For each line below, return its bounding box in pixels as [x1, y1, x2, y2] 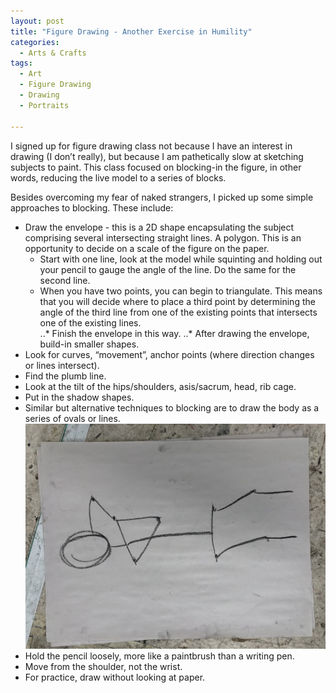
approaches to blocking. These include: [10, 201, 174, 214]
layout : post [10, 16, 65, 26]
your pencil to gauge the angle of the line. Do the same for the [39, 263, 297, 275]
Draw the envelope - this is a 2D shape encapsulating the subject [24, 221, 295, 233]
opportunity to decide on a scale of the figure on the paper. [24, 242, 270, 254]
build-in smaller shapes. [39, 338, 140, 350]
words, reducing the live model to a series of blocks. [10, 171, 227, 184]
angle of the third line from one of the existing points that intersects [39, 306, 318, 318]
